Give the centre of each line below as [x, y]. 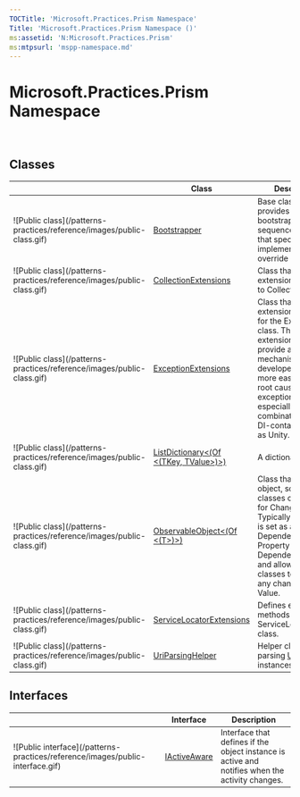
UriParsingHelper [185, 656]
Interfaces [39, 696]
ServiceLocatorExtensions [201, 619]
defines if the [245, 742]
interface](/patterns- [82, 747]
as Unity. [274, 435]
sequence [276, 230]
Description [254, 720]
